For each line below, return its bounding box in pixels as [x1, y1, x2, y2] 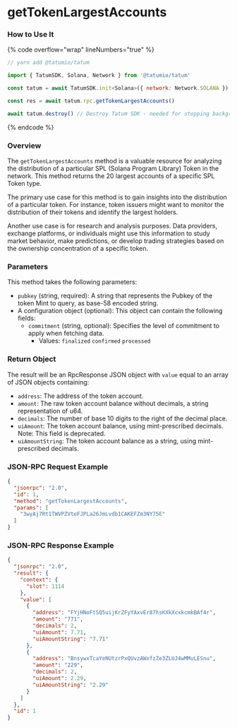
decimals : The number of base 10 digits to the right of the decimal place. [17, 414, 228, 423]
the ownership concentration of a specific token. [7, 245, 149, 253]
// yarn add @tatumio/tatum [7, 59, 90, 66]
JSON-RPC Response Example [7, 540, 114, 550]
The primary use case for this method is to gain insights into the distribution [7, 193, 227, 201]
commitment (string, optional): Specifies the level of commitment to [28, 322, 220, 330]
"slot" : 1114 [25, 582, 65, 590]
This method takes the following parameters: [7, 278, 138, 286]
